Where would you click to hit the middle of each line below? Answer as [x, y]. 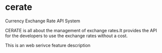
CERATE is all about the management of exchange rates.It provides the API [81, 30]
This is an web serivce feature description [48, 45]
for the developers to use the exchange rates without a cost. [66, 36]
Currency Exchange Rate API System [43, 21]
